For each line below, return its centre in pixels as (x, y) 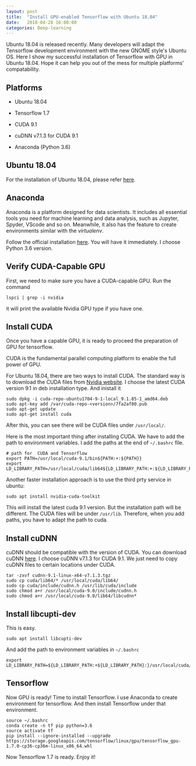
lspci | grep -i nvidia (35, 298)
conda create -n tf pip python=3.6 (49, 726)
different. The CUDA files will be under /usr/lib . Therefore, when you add (95, 514)
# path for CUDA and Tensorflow (47, 454)
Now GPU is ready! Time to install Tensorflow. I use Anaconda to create (92, 697)
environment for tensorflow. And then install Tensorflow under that (86, 703)
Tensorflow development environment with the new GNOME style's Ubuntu (96, 51)
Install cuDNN (32, 538)
